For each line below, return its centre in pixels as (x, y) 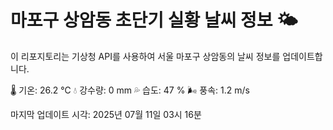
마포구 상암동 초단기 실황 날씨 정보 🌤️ (154, 20)
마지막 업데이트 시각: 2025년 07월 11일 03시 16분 (106, 114)
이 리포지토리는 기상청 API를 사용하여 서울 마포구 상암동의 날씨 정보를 (145, 56)
